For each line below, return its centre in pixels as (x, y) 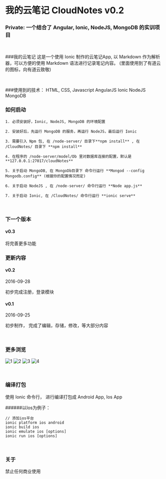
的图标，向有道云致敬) (28, 69)
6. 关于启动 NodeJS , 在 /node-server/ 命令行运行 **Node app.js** (74, 186)
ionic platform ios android (35, 423)
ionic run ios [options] (31, 436)
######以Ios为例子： (28, 408)
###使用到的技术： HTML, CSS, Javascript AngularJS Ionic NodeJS (76, 90)
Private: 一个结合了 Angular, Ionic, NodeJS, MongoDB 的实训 (80, 27)
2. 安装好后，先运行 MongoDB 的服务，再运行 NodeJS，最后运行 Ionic (71, 131)
